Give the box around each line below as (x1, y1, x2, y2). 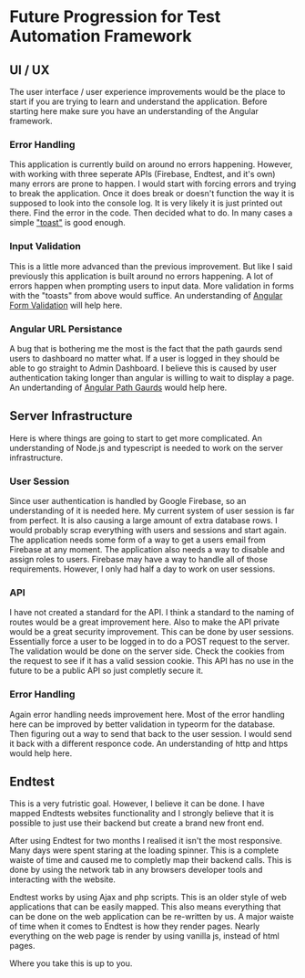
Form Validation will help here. (9, 300, 123, 310)
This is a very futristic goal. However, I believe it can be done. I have (9, 798, 266, 809)
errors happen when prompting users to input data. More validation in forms (9, 280, 294, 291)
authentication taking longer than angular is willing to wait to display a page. (9, 372, 294, 383)
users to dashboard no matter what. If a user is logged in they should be (9, 352, 280, 363)
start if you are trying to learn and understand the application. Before (9, 96, 268, 107)
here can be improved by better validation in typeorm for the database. (9, 719, 276, 730)
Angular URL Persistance (9, 322, 123, 335)
